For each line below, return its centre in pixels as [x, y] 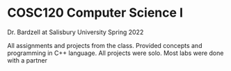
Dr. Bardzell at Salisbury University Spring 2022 [75, 32]
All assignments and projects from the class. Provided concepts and [105, 45]
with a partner [27, 60]
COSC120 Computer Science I [95, 13]
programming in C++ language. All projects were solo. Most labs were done [115, 53]
